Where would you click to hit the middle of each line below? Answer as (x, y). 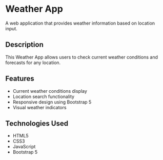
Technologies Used (37, 123)
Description (24, 45)
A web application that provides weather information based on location (80, 23)
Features (20, 79)
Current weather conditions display (50, 91)
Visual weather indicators (39, 107)
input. (12, 28)
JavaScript (24, 147)
